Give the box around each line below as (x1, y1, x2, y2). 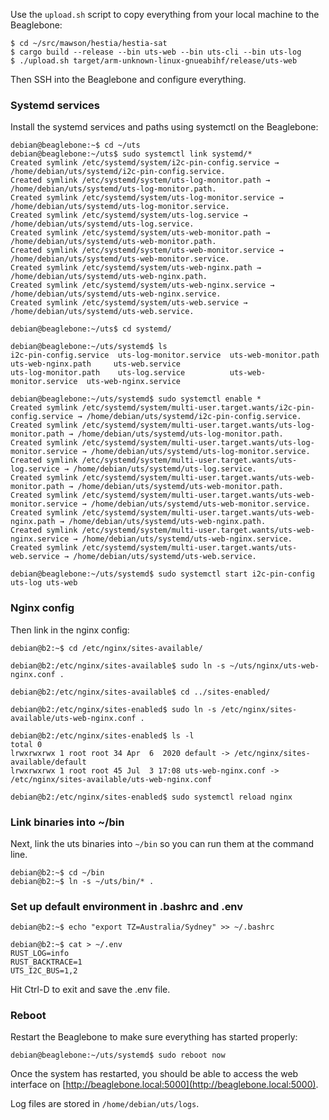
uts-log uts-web (10, 578, 78, 588)
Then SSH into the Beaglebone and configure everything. (10, 74, 247, 85)
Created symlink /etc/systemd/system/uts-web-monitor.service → (10, 245, 284, 256)
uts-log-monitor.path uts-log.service (10, 368, 186, 378)
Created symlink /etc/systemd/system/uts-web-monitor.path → (10, 228, 271, 238)
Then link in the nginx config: (10, 624, 130, 636)
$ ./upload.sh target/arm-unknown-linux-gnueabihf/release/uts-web (10, 56, 298, 66)
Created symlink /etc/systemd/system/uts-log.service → (10, 210, 248, 221)
